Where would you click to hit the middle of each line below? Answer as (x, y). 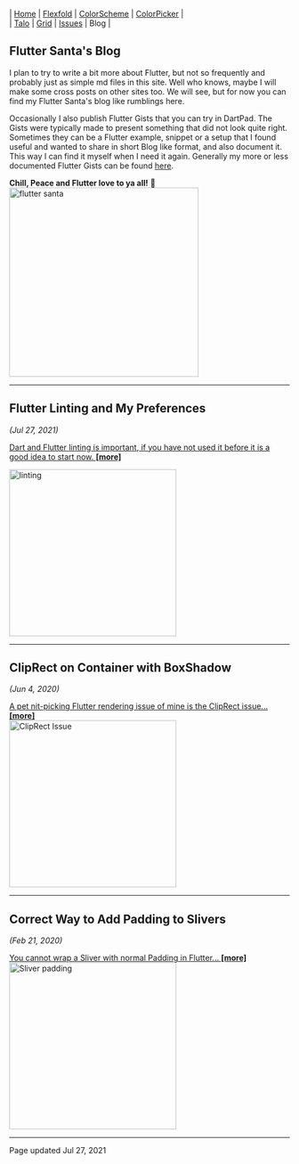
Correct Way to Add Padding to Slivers (118, 919)
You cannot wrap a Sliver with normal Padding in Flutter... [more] (128, 958)
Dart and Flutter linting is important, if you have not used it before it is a (140, 447)
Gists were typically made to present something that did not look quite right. (148, 127)
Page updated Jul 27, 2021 (58, 1151)
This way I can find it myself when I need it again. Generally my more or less (149, 156)
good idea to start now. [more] (65, 456)
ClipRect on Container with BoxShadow (120, 668)
